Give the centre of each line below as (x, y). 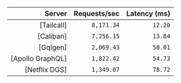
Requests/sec (97, 13)
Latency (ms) (148, 13)
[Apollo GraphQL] (39, 59)
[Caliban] (52, 36)
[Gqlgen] (53, 47)
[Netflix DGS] (46, 70)
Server (56, 13)
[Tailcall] (53, 25)
